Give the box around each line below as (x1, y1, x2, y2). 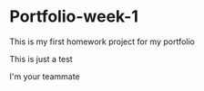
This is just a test (9, 53, 73, 64)
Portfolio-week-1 (9, 6, 139, 27)
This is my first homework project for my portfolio (9, 36, 196, 47)
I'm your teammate (9, 70, 80, 82)
